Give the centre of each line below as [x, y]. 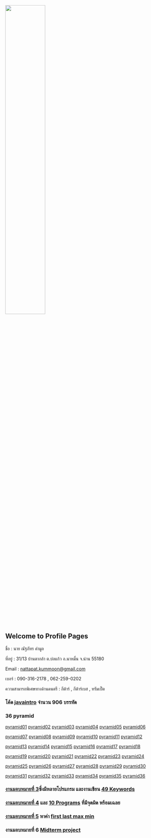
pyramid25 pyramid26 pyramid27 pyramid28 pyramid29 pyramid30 [75, 766]
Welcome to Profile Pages [47, 636]
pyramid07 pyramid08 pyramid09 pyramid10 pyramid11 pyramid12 [74, 737]
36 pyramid [20, 716]
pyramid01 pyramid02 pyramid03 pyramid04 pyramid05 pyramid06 [75, 727]
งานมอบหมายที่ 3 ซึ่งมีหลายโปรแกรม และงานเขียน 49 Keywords [70, 789]
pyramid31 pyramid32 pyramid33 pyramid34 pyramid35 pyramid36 [75, 776]
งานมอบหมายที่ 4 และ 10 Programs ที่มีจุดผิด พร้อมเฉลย [63, 803]
